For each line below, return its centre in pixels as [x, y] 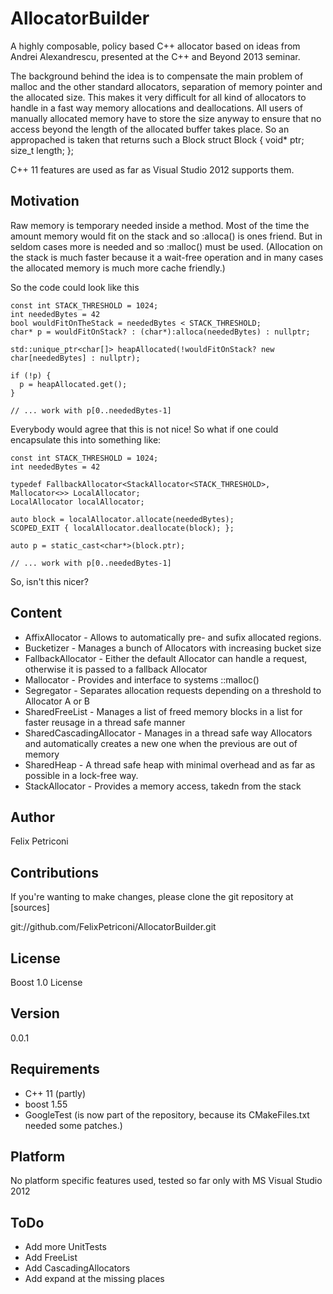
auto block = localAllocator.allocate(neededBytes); [122, 519]
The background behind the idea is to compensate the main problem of [157, 76]
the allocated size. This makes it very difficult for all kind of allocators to [158, 97]
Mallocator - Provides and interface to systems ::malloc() [142, 679]
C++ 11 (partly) [55, 1093]
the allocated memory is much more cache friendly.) [118, 268]
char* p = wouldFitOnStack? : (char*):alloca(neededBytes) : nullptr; [160, 332]
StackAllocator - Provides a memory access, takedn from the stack [163, 786]
